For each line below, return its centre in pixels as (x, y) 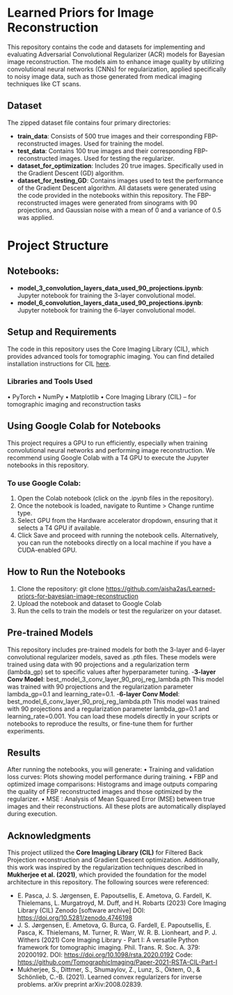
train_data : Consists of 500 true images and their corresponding (110, 136)
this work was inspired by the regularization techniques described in (105, 868)
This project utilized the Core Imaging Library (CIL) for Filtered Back (105, 853)
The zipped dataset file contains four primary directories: (89, 123)
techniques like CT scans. (44, 84)
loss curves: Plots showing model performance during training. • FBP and (113, 777)
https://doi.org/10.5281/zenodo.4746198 (75, 918)
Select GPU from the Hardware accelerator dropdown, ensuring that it (117, 520)
